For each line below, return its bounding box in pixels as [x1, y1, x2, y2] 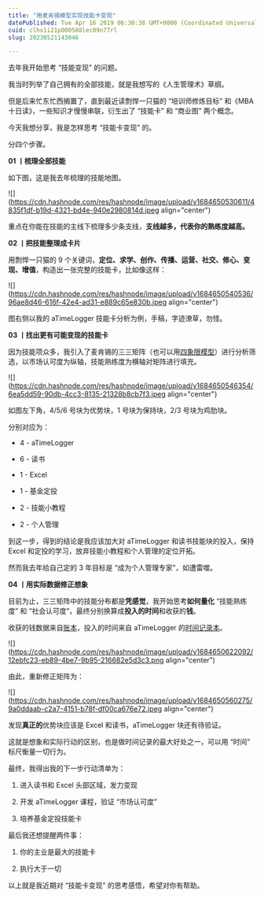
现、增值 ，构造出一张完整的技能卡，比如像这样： [8, 265, 167, 275]
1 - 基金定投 [19, 486, 57, 496]
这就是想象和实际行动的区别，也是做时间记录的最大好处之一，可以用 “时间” [8, 737, 251, 747]
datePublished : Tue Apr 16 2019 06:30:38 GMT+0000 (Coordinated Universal [8, 19, 258, 27]
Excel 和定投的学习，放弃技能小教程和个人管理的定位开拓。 [8, 546, 200, 556]
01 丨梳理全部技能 [8, 157, 66, 166]
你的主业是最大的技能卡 [19, 847, 96, 857]
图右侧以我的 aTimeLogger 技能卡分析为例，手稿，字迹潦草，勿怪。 [8, 314, 227, 323]
